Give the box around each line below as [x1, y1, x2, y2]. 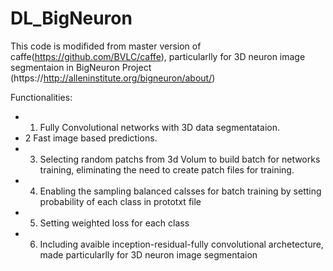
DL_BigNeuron [10, 7, 133, 30]
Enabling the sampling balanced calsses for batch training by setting [39, 185, 322, 197]
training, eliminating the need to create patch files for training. [39, 163, 295, 176]
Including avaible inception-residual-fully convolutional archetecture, [39, 238, 324, 250]
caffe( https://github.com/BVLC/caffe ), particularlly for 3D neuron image [10, 50, 306, 62]
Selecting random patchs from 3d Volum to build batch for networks [39, 153, 321, 165]
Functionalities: [10, 91, 73, 103]
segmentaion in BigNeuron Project [10, 61, 152, 73]
